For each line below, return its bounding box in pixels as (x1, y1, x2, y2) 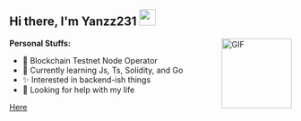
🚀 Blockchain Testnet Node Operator (21, 55, 159, 65)
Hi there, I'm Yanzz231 (9, 14, 137, 30)
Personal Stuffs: (9, 38, 72, 48)
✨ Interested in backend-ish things (21, 73, 151, 85)
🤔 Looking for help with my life (21, 84, 135, 95)
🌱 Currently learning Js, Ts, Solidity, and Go (21, 65, 184, 75)
